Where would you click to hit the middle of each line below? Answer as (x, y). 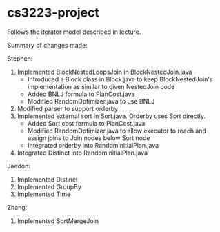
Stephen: (20, 58)
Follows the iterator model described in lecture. (74, 32)
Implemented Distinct (47, 179)
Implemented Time (44, 194)
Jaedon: (19, 166)
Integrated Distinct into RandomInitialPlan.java (82, 153)
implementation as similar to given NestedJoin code (101, 86)
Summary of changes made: (47, 45)
